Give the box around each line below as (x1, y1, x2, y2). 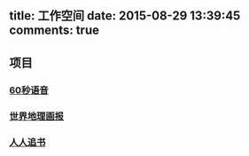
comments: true (9, 23, 100, 38)
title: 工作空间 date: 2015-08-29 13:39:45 (9, 8, 241, 24)
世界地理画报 (9, 110, 65, 122)
